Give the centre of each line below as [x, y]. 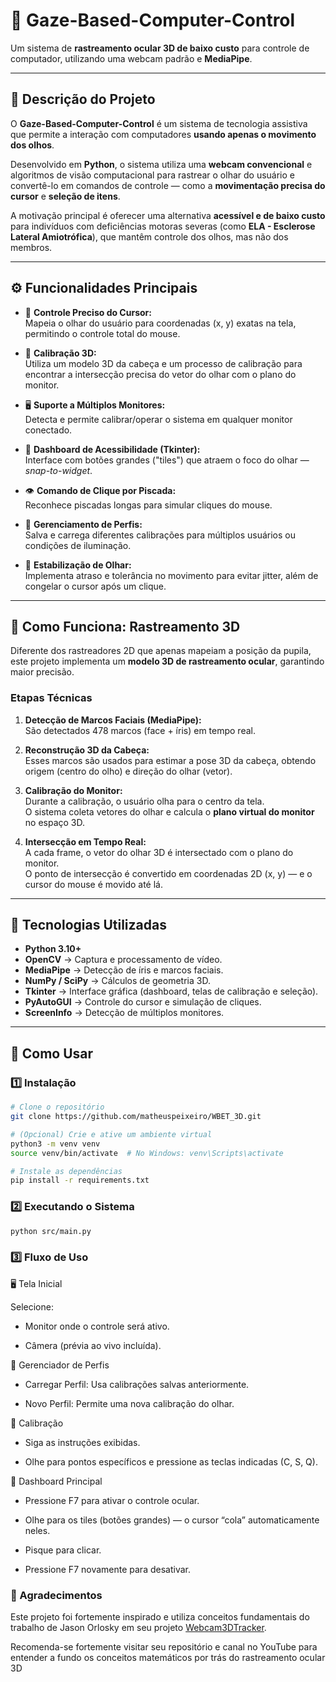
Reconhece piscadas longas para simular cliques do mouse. [148, 505]
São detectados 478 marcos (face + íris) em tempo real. [140, 730]
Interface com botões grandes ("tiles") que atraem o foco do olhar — [167, 460]
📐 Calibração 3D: [60, 353]
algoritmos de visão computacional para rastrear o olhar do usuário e [152, 175]
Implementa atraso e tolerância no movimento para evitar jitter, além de [171, 575]
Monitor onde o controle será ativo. [97, 1326]
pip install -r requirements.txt [80, 1180]
